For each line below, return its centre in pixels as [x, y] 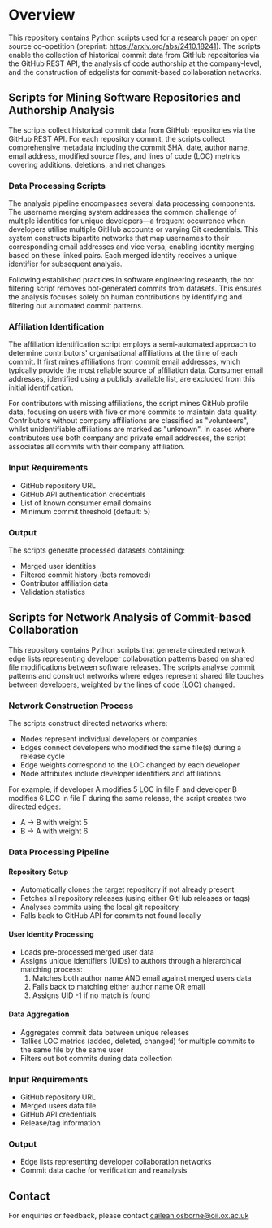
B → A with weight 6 [54, 831]
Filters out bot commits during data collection [96, 1058]
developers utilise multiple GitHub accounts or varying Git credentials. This [134, 229]
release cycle [42, 756]
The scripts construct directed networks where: [88, 723]
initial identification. [41, 387]
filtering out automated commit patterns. [76, 306]
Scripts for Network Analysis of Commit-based [130, 617]
